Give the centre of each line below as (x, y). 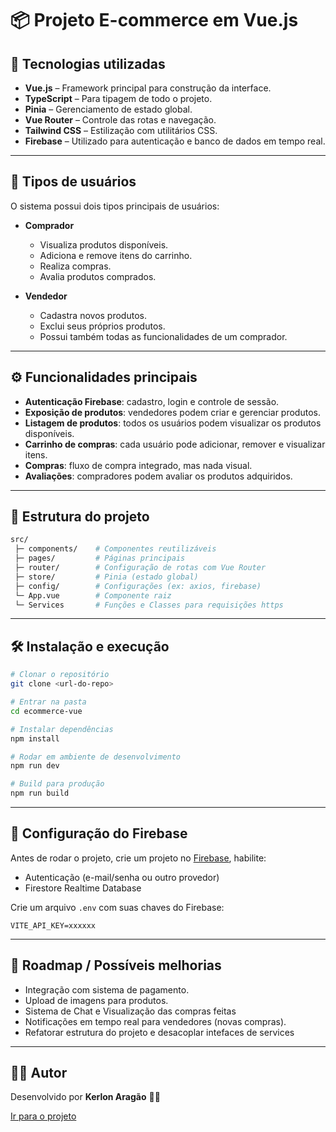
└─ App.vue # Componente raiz (93, 595)
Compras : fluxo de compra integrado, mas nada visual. (138, 465)
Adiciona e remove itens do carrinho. (116, 255)
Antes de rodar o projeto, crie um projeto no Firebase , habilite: (138, 858)
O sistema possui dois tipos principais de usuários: (115, 206)
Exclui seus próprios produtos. (102, 326)
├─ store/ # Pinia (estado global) (106, 577)
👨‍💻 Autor (39, 1073)
